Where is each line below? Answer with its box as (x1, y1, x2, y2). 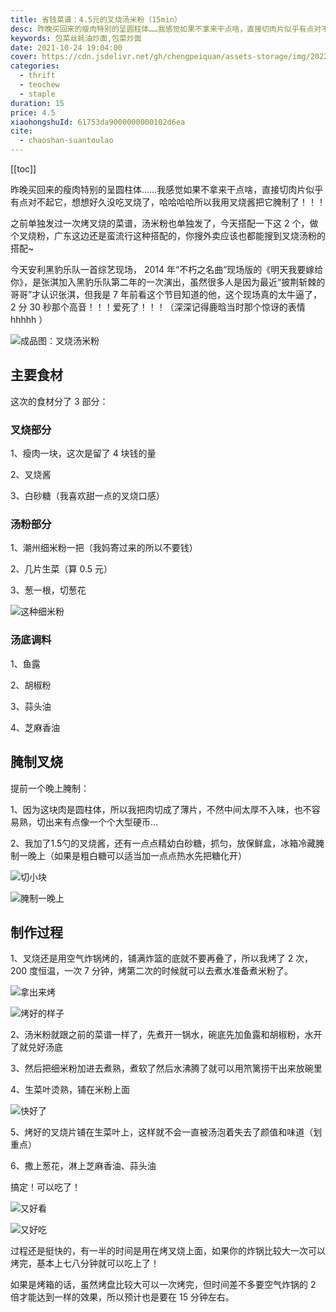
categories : (10, 61, 60, 71)
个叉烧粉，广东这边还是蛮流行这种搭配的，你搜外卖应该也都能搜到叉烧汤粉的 (10, 230, 326, 241)
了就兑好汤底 (10, 1041, 63, 1053)
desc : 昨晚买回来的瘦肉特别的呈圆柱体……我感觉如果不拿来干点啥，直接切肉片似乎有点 (10, 24, 315, 34)
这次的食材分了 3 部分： (10, 395, 109, 407)
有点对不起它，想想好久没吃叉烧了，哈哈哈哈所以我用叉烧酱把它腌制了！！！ (10, 196, 326, 208)
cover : (10, 52, 38, 62)
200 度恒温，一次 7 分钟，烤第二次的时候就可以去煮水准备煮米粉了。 (10, 965, 293, 977)
